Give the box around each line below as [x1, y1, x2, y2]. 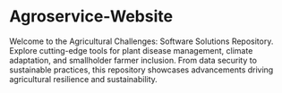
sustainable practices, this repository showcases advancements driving [9, 64, 274, 75]
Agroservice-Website [9, 6, 173, 27]
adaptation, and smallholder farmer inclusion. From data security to [9, 55, 258, 65]
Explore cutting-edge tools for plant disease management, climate [9, 45, 253, 55]
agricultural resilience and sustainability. [9, 73, 158, 84]
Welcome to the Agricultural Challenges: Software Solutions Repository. [9, 36, 274, 46]
